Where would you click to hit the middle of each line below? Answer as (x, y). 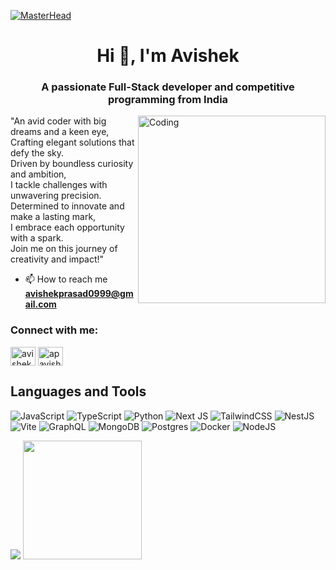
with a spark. (37, 238)
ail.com (40, 304)
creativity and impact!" (57, 259)
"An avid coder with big (58, 121)
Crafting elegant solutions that (72, 142)
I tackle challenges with (59, 185)
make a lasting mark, (53, 217)
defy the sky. (37, 153)
